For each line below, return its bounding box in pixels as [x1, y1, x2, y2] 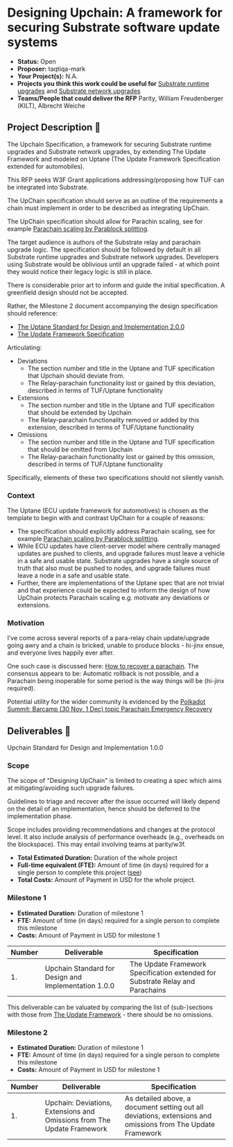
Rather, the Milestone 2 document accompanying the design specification [7, 302, 218, 310]
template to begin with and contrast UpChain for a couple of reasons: [7, 514, 205, 522]
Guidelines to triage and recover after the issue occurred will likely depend [7, 797, 221, 806]
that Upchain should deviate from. [27, 371, 125, 379]
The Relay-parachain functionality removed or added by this [27, 415, 200, 424]
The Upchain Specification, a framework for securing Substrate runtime [7, 140, 212, 148]
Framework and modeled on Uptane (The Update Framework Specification [7, 155, 221, 163]
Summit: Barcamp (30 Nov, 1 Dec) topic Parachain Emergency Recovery [7, 705, 213, 714]
